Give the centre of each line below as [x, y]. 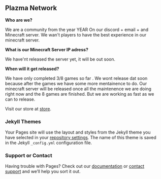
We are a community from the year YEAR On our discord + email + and [77, 30]
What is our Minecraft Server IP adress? [47, 49]
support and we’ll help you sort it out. [43, 172]
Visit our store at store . [28, 108]
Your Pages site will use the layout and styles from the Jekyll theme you [78, 132]
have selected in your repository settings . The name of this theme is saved [81, 138]
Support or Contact [29, 156]
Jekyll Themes [23, 121]
